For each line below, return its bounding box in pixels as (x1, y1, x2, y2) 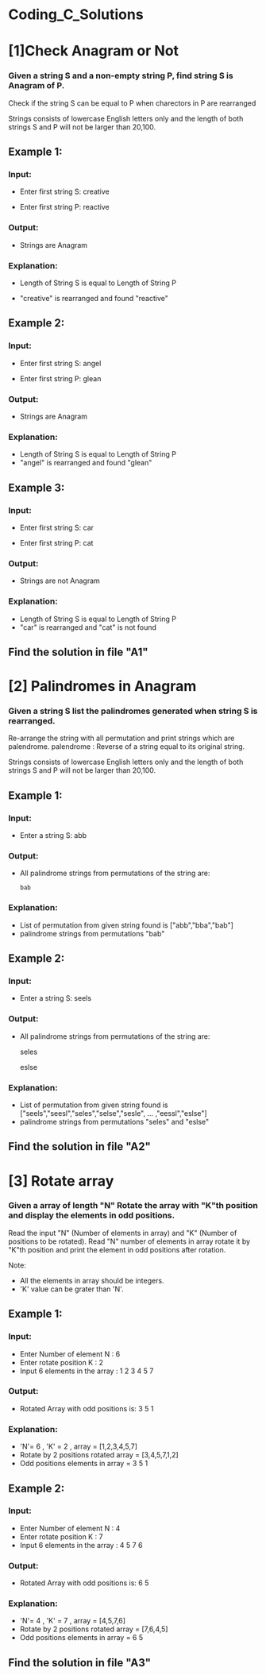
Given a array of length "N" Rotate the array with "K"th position (8, 1200, 258, 1211)
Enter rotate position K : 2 (19, 1357, 103, 1367)
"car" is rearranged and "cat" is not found (19, 622, 157, 632)
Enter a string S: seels (19, 994, 92, 1003)
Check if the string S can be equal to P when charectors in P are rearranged (8, 98, 256, 108)
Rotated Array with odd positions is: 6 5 (19, 1578, 149, 1588)
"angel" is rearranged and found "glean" (19, 458, 152, 468)
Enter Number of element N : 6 (19, 1349, 121, 1359)
